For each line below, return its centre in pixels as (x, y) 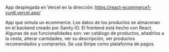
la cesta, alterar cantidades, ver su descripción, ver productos (70, 38)
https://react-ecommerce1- (123, 7)
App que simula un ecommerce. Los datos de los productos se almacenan (83, 22)
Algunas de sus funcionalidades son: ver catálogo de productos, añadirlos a (85, 33)
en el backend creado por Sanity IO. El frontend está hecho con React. (79, 28)
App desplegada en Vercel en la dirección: (49, 7)
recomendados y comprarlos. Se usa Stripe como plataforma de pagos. (80, 44)
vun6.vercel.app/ (23, 13)
